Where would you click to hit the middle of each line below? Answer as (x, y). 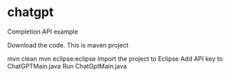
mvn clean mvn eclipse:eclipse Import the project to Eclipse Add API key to (115, 58)
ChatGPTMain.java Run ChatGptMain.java (67, 66)
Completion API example (43, 31)
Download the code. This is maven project (68, 45)
